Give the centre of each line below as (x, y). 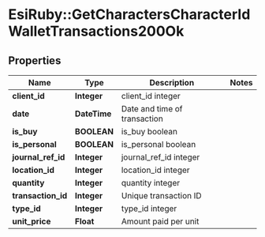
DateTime (93, 114)
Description (172, 83)
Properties (35, 60)
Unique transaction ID (162, 196)
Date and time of (152, 109)
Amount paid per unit (160, 221)
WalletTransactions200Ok (96, 31)
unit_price (32, 221)
